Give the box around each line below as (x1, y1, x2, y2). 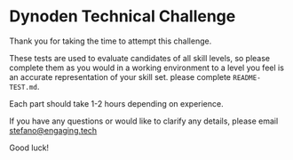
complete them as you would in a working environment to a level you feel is (9, 62, 284, 73)
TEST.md (9, 83, 38, 92)
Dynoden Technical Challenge (9, 6, 236, 27)
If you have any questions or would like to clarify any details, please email (9, 116, 279, 126)
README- (232, 73, 262, 82)
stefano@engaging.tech (9, 124, 98, 135)
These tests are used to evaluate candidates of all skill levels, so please (9, 52, 271, 63)
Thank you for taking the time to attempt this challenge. (9, 36, 212, 46)
